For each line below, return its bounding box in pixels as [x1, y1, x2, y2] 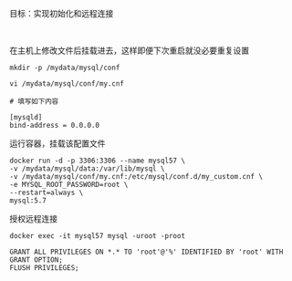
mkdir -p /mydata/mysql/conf [9, 63, 120, 72]
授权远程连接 [9, 213, 57, 224]
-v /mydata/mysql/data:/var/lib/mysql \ [9, 164, 166, 173]
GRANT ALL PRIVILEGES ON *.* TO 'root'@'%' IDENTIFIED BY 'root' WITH [9, 247, 284, 256]
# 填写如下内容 [9, 97, 59, 106]
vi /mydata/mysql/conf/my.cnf [9, 79, 125, 88]
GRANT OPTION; [9, 255, 64, 265]
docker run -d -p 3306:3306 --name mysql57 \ [9, 156, 185, 165]
